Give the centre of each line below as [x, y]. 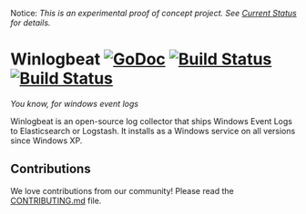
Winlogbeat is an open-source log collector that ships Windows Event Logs [151, 121]
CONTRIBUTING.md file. [56, 200]
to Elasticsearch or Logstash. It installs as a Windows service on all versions [153, 131]
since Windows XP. [46, 141]
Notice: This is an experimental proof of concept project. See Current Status [153, 13]
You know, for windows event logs [75, 103]
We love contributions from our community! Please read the [122, 190]
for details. [31, 23]
